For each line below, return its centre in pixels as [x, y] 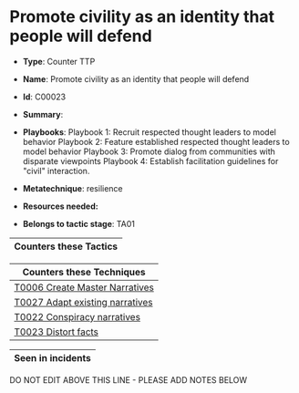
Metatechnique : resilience [72, 188]
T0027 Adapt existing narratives [83, 302]
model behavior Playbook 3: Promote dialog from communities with [149, 151]
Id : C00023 [44, 97]
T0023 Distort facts [56, 332]
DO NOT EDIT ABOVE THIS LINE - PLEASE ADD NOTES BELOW [129, 379]
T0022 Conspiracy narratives [77, 316]
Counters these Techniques [84, 272]
